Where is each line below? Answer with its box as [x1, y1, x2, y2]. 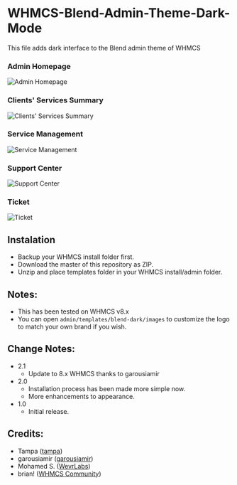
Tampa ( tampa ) [17, 447, 63, 455]
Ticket [7, 197, 30, 207]
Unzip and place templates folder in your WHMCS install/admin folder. [17, 268, 223, 277]
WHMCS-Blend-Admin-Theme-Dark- [7, 5, 231, 21]
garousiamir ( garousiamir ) [17, 454, 94, 463]
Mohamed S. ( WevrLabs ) [17, 462, 91, 470]
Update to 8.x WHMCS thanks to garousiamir [28, 369, 160, 378]
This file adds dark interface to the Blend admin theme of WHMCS [7, 43, 201, 52]
